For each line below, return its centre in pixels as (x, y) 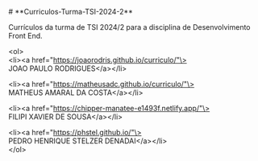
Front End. (25, 36)
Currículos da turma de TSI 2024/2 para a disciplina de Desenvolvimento (130, 27)
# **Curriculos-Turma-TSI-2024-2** (71, 12)
